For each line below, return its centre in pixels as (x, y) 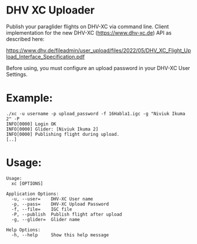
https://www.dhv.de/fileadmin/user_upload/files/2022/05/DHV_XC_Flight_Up (98, 50)
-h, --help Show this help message (60, 235)
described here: (25, 39)
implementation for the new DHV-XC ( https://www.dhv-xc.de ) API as (89, 32)
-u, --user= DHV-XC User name (52, 199)
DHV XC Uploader (51, 10)
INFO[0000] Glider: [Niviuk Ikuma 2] (52, 129)
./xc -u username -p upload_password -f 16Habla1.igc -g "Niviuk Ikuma (96, 113)
